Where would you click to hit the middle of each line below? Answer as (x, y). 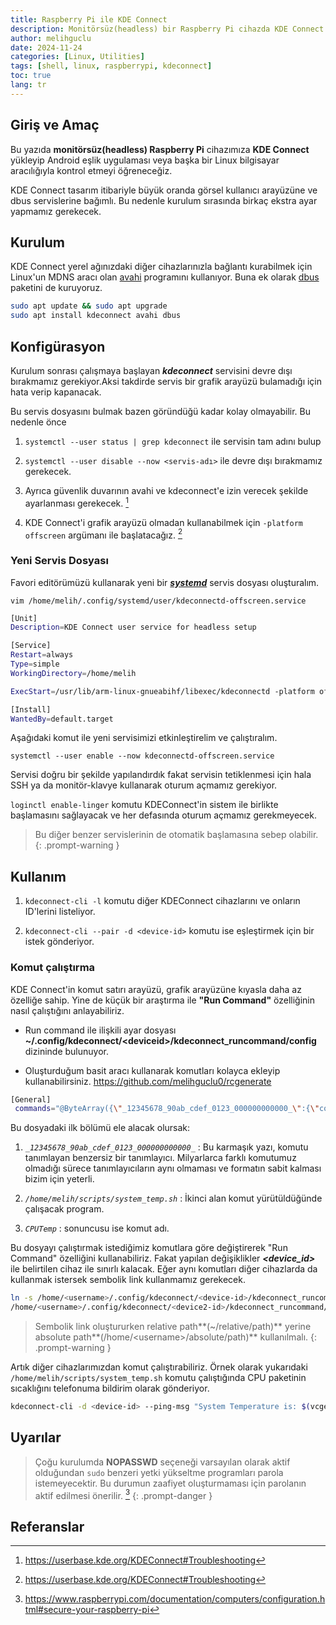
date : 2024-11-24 (46, 47)
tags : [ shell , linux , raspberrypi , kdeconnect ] (111, 66)
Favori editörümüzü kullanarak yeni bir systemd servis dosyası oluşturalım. (165, 582)
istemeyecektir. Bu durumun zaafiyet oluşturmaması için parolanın (170, 1483)
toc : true (31, 76)
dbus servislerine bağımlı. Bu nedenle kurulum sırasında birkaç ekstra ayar (164, 200)
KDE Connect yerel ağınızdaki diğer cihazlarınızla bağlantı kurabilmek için (161, 267)
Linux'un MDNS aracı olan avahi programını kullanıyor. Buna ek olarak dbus (165, 277)
